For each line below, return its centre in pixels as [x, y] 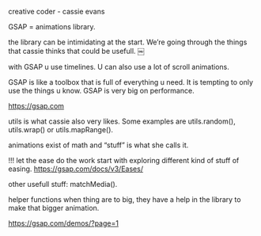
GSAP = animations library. [52, 27]
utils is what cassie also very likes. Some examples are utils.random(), [122, 121]
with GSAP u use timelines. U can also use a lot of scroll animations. [119, 67]
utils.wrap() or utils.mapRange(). [61, 129]
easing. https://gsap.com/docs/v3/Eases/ [76, 169]
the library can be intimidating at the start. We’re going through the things [128, 42]
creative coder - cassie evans [57, 11]
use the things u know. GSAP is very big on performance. [102, 91]
